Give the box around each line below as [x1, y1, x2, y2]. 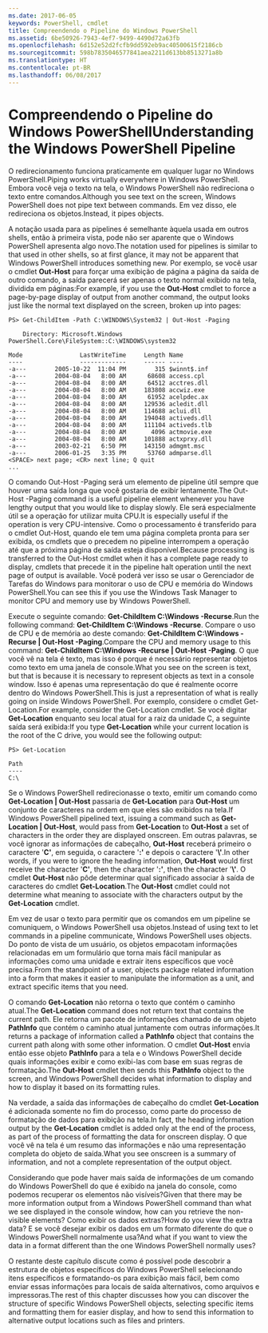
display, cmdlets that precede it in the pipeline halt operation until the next [8, 561, 252, 572]
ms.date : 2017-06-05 [8, 11, 77, 20]
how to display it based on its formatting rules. [8, 1082, 161, 1092]
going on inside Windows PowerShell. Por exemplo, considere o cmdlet [8, 696, 242, 706]
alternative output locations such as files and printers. [8, 1315, 185, 1325]
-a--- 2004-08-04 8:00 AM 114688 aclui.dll [8, 407, 202, 415]
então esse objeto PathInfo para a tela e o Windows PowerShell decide [8, 1048, 242, 1058]
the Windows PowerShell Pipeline [8, 139, 236, 158]
